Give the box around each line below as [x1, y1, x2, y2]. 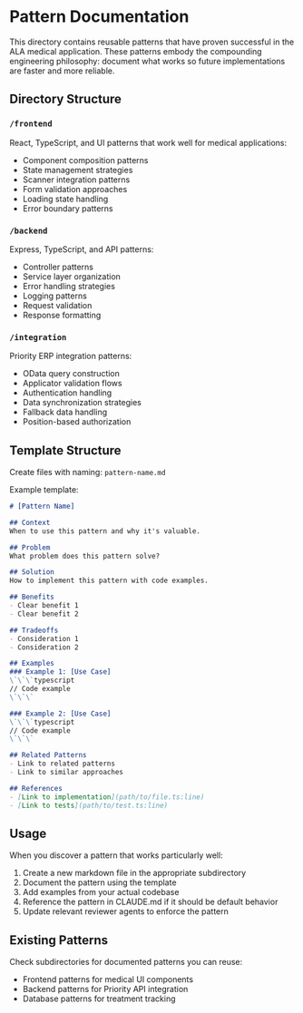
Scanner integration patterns [22, 174, 131, 185]
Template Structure [9, 443, 122, 458]
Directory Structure [9, 92, 122, 107]
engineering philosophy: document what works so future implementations [9, 55, 286, 66]
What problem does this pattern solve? [9, 551, 161, 560]
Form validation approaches [22, 183, 128, 194]
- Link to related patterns [9, 759, 116, 768]
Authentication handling [22, 387, 112, 398]
